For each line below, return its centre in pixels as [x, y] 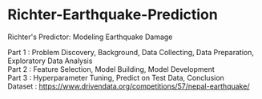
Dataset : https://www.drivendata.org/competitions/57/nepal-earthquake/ [129, 86]
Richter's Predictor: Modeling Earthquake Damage [90, 37]
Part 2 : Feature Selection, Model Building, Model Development [111, 69]
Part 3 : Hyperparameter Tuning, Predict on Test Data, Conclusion [116, 77]
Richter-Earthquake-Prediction [113, 15]
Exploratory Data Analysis [50, 61]
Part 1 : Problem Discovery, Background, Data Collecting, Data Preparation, [131, 52]
